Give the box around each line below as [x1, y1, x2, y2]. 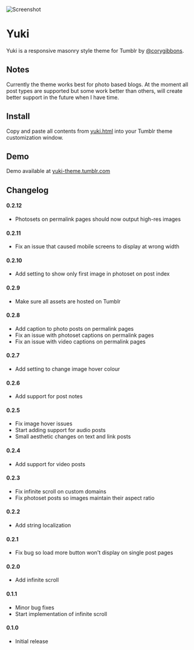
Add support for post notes [15, 393, 83, 400]
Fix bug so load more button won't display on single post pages [15, 549, 173, 557]
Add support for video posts [15, 460, 86, 467]
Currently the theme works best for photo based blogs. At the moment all [6, 81, 189, 88]
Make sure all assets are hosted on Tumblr [15, 297, 121, 305]
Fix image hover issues [15, 420, 73, 427]
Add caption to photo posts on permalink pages [15, 325, 134, 332]
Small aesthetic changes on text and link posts [15, 433, 131, 440]
